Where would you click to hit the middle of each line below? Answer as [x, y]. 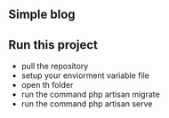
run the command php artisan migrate [91, 94]
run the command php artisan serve [87, 104]
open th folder [47, 85]
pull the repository [55, 67]
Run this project [53, 45]
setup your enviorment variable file [85, 75]
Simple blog [42, 15]
